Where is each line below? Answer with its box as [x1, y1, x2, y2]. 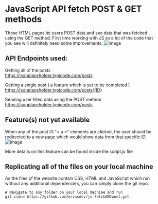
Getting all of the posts [5, 67, 51, 73]
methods [5, 14, 42, 25]
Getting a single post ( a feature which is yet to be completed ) [5, 82, 130, 88]
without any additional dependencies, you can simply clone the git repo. [5, 181, 149, 186]
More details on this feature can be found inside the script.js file [5, 148, 133, 154]
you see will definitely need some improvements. [5, 40, 103, 46]
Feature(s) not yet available [5, 116, 90, 124]
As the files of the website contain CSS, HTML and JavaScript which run [5, 175, 150, 181]
